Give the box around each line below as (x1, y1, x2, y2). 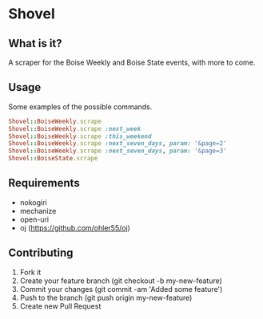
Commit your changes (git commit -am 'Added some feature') (19, 284, 223, 293)
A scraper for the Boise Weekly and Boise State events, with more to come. (8, 57, 256, 67)
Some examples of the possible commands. (8, 101, 153, 112)
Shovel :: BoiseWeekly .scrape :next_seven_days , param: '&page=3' (8, 147, 227, 156)
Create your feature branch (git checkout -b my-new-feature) (19, 276, 222, 286)
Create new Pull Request (19, 301, 102, 311)
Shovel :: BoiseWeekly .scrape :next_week (8, 124, 141, 132)
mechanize (19, 206, 57, 215)
